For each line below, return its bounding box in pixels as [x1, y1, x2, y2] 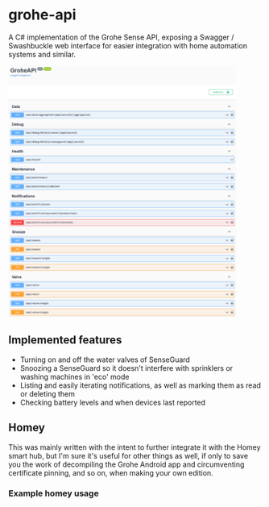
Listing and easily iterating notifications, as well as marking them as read [19, 380, 262, 390]
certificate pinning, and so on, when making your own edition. [8, 468, 213, 477]
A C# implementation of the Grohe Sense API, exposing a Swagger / [8, 32, 234, 42]
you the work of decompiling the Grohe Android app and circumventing [8, 459, 245, 469]
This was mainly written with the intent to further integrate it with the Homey [8, 442, 261, 452]
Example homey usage [8, 488, 99, 499]
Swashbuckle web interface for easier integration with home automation [8, 40, 248, 50]
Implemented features [8, 333, 122, 347]
